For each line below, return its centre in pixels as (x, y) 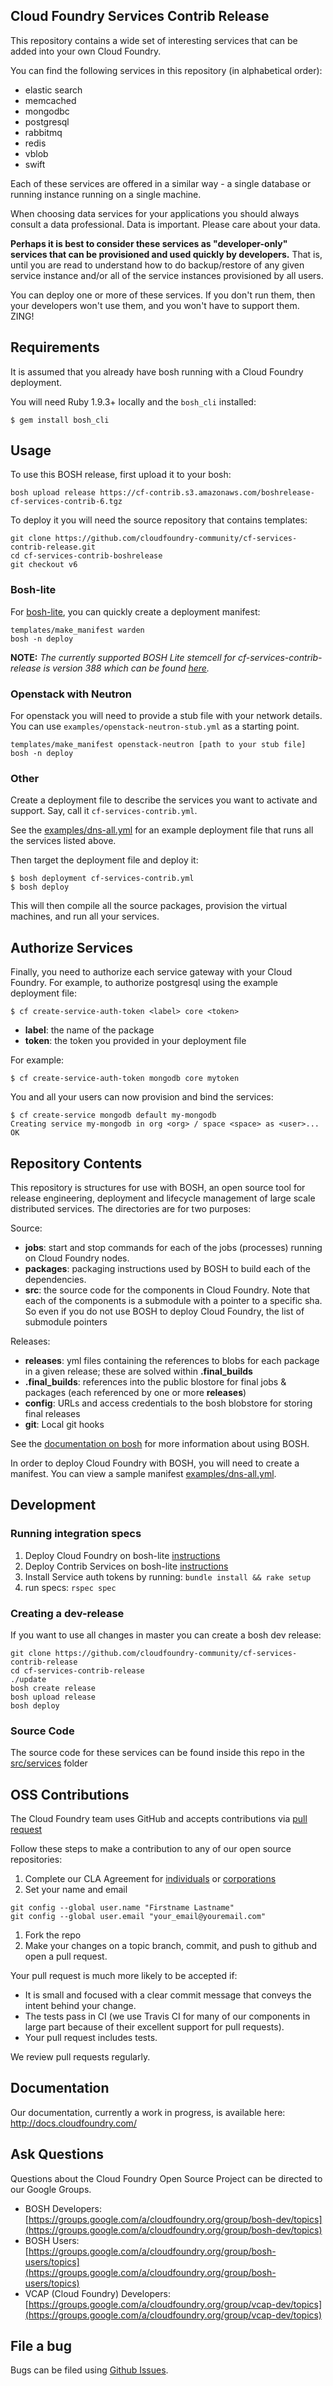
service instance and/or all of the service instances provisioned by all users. (167, 275)
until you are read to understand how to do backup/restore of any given (157, 265)
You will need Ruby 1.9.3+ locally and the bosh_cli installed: (133, 401)
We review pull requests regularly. (80, 2057)
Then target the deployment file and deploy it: (104, 860)
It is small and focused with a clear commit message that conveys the (168, 1995)
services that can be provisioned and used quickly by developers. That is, (166, 254)
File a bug (41, 2346)
